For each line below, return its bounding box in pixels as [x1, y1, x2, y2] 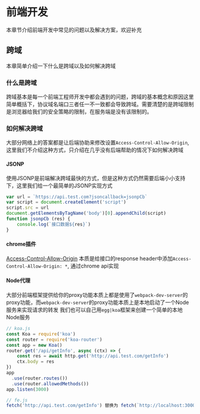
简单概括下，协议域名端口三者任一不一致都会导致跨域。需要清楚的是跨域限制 [6, 101, 194, 108]
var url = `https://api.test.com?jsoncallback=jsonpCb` [6, 194, 148, 200]
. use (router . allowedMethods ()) [11, 381, 89, 387]
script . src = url [6, 205, 49, 211]
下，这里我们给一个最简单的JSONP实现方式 [6, 182, 113, 189]
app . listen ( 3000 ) [6, 386, 49, 393]
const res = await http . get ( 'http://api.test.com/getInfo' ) [17, 353, 169, 359]
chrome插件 [6, 240, 37, 247]
